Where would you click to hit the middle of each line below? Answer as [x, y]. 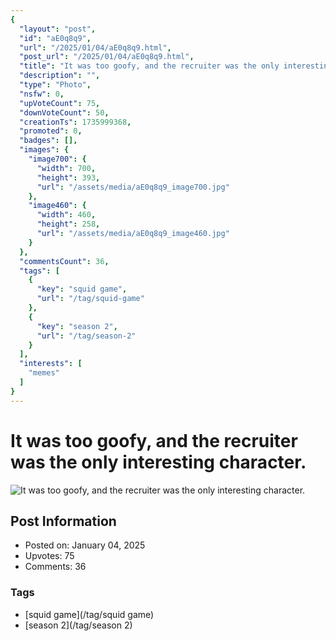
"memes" [44, 373]
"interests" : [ [51, 364]
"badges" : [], [48, 141]
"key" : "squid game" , [82, 289]
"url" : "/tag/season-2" [86, 336]
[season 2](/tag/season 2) [78, 625]
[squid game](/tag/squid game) [89, 614]
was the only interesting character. [158, 462]
